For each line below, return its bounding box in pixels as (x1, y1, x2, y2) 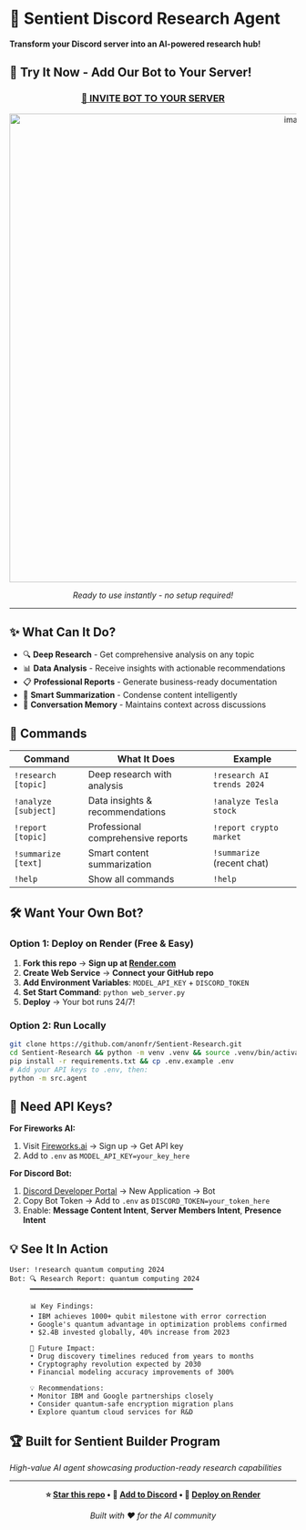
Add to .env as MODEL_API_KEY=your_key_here (22, 1150, 190, 1161)
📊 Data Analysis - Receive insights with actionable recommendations (22, 662, 286, 673)
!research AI (212, 770, 270, 781)
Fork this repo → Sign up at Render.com (22, 957, 177, 969)
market (212, 832, 241, 842)
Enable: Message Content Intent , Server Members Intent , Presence (22, 1205, 282, 1216)
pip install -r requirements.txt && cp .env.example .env (9, 1056, 234, 1065)
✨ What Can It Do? (9, 624, 117, 641)
